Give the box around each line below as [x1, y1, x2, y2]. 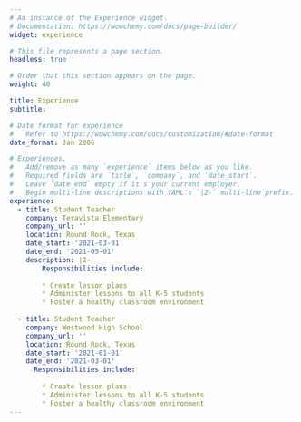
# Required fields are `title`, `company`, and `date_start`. [9, 172, 257, 181]
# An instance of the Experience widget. [9, 13, 169, 23]
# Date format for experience [9, 121, 124, 130]
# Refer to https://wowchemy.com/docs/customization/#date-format [9, 129, 274, 139]
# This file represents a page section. [9, 46, 165, 55]
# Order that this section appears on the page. [9, 72, 197, 81]
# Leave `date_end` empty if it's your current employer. [9, 180, 242, 189]
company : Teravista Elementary [25, 213, 144, 222]
